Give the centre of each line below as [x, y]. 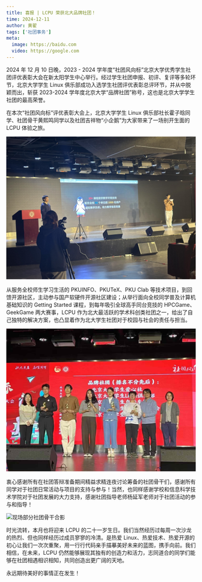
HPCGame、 [179, 304]
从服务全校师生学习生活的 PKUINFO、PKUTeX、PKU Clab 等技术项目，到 [97, 289]
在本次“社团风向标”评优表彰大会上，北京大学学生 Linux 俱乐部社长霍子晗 [96, 112]
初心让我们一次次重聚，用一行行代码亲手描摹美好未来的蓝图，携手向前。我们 [101, 545]
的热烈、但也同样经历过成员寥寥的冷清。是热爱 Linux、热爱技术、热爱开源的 [101, 537]
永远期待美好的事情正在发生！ [43, 573]
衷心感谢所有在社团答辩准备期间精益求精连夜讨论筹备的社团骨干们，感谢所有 [101, 481]
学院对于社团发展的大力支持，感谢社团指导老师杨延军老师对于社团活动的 [101, 497]
